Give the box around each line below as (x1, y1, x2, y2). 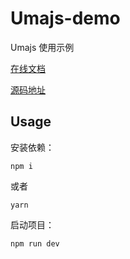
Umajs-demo (10, 7, 121, 30)
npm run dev (10, 238, 60, 249)
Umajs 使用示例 (10, 41, 75, 53)
